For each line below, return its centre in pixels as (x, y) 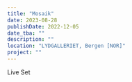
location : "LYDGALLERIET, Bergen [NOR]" (67, 46)
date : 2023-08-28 (32, 20)
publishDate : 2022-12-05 (43, 26)
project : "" (24, 53)
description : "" (31, 40)
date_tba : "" (26, 33)
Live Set (19, 72)
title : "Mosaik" (31, 14)
